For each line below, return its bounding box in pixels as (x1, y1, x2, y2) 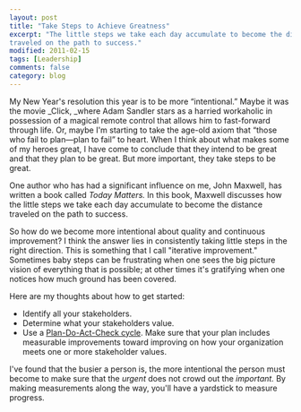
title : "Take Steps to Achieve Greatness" (9, 21, 170, 30)
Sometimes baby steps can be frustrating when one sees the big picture (9, 254, 276, 265)
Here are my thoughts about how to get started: (9, 290, 185, 301)
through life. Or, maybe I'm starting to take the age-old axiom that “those (9, 124, 278, 135)
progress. (9, 391, 45, 403)
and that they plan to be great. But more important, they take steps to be (9, 153, 276, 164)
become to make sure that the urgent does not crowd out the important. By (9, 373, 287, 383)
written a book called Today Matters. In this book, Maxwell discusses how (9, 189, 282, 200)
